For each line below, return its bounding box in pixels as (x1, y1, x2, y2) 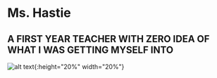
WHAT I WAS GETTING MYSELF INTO (7, 44, 174, 56)
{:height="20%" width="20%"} (34, 63, 125, 71)
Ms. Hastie (7, 5, 72, 21)
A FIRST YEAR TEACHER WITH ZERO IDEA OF (7, 33, 210, 45)
